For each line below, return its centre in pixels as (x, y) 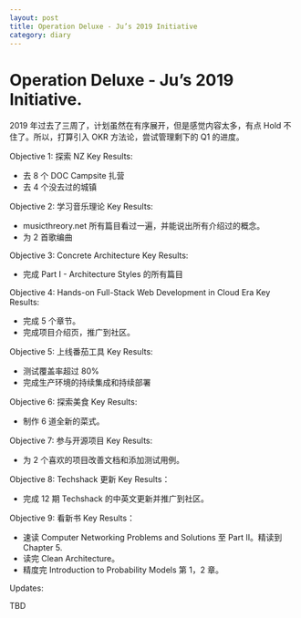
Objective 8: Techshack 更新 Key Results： (90, 479)
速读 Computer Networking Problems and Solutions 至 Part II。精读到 (152, 538)
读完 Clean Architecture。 (71, 559)
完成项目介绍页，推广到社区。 (78, 333)
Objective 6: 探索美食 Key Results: (73, 402)
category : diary (40, 35)
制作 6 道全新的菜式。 (63, 421)
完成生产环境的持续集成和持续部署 (87, 383)
